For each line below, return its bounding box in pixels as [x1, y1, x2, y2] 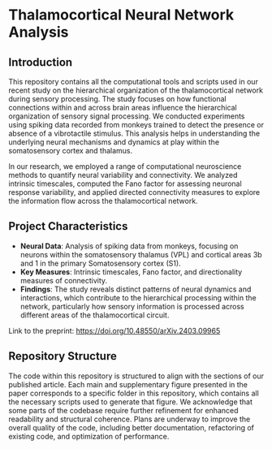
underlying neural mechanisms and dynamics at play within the [8, 137, 220, 147]
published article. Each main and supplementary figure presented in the [8, 379, 248, 389]
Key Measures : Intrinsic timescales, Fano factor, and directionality [19, 266, 243, 277]
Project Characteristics [8, 219, 128, 233]
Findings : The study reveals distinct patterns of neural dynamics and [19, 284, 252, 294]
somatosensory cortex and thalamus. [8, 146, 132, 155]
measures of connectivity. [19, 275, 108, 285]
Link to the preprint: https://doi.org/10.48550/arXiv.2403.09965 [8, 326, 221, 335]
